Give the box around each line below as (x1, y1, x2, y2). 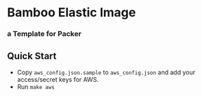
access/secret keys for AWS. (16, 75, 99, 83)
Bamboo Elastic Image (7, 5, 136, 20)
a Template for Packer (7, 29, 82, 39)
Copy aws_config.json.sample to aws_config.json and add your (16, 68, 196, 76)
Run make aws (16, 82, 55, 91)
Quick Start (7, 50, 57, 62)
